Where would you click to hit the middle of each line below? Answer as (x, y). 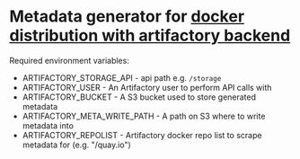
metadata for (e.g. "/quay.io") (77, 145)
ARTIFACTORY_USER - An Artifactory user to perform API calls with (147, 87)
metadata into (48, 125)
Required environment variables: (70, 60)
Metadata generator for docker (127, 17)
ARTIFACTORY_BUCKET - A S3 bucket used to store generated (139, 97)
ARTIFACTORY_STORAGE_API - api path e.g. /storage (122, 77)
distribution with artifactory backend (150, 35)
